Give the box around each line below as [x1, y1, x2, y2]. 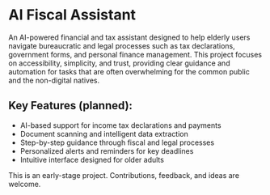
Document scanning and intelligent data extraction [19, 129, 188, 138]
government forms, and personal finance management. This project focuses [8, 49, 263, 59]
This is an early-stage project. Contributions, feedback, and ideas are [8, 170, 240, 180]
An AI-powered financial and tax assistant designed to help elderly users [8, 32, 251, 42]
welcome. [8, 179, 41, 189]
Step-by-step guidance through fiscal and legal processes [19, 138, 215, 147]
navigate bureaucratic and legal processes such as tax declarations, [8, 40, 236, 50]
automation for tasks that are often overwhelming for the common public [8, 66, 251, 76]
